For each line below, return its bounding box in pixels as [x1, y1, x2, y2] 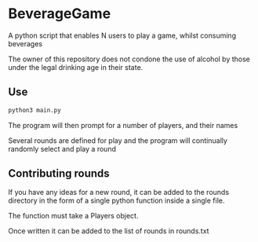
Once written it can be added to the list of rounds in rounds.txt [8, 226, 209, 236]
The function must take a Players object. [8, 211, 139, 221]
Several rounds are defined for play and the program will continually [8, 135, 227, 145]
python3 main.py [8, 106, 61, 114]
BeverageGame [8, 5, 111, 23]
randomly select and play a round [8, 144, 116, 153]
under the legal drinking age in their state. [8, 62, 144, 71]
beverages [8, 38, 43, 48]
